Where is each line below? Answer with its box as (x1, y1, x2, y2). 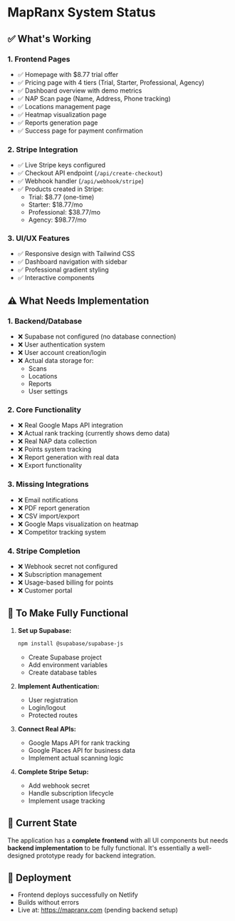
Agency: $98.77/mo (28, 215, 87, 225)
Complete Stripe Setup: (17, 767, 89, 776)
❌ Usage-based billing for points (17, 578, 114, 587)
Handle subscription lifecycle (28, 788, 114, 797)
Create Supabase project (28, 653, 102, 662)
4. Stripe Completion (7, 546, 80, 556)
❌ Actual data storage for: (17, 356, 94, 365)
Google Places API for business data (28, 746, 135, 754)
